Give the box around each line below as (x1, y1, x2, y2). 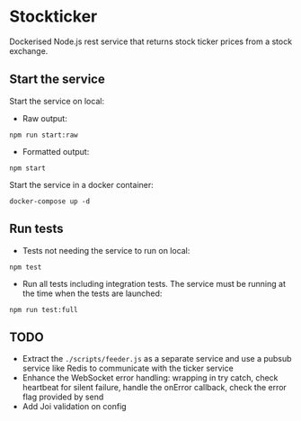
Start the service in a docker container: (9, 179, 155, 190)
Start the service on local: (9, 95, 105, 106)
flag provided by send (22, 391, 104, 402)
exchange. (9, 45, 49, 56)
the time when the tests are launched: (22, 288, 163, 299)
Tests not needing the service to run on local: (22, 245, 190, 255)
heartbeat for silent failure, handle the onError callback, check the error (22, 382, 288, 393)
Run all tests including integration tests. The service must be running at (22, 278, 286, 289)
